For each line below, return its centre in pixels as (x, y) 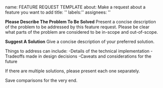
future (11, 61)
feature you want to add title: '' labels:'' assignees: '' (58, 12)
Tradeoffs (15, 56)
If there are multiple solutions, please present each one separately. (73, 71)
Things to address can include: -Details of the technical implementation (77, 51)
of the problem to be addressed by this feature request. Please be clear (77, 27)
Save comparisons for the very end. (41, 80)
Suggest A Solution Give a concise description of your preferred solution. (80, 42)
